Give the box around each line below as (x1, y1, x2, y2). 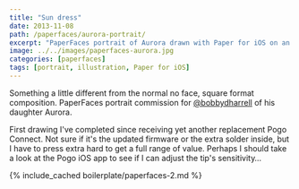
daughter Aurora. (9, 107, 73, 117)
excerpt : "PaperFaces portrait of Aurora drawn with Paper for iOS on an (9, 38, 291, 47)
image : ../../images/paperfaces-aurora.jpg (9, 47, 175, 56)
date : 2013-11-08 (9, 21, 74, 30)
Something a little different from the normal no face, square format (9, 87, 255, 99)
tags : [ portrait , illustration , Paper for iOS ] (9, 64, 191, 73)
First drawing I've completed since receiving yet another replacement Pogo (9, 124, 287, 134)
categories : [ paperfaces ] (9, 55, 106, 64)
